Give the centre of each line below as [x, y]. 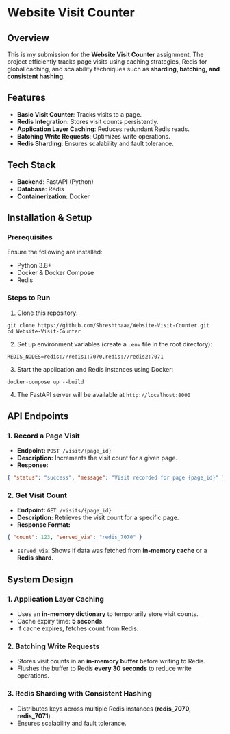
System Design [40, 579]
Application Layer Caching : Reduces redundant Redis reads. [103, 129]
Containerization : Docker [53, 196]
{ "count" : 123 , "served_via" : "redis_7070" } [75, 537]
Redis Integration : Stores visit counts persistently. [88, 121]
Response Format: [43, 525]
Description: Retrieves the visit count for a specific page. [98, 518]
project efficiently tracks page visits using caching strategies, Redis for [107, 62]
